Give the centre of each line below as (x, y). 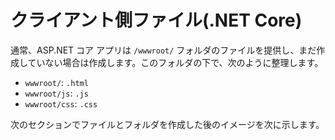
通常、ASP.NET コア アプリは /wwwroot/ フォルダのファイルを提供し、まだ (163, 50)
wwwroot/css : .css (61, 103)
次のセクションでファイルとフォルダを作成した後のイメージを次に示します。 (167, 124)
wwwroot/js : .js (56, 93)
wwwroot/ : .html (56, 82)
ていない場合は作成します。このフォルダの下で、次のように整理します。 (175, 62)
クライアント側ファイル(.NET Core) (156, 20)
